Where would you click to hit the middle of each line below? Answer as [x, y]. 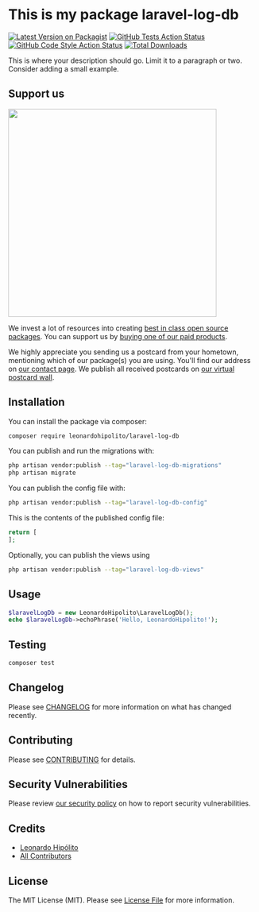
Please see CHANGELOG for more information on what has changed [120, 707]
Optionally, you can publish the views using [79, 555]
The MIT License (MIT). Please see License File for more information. [121, 900]
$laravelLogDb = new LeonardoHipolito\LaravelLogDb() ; [101, 613]
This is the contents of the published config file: [86, 518]
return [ [23, 533]
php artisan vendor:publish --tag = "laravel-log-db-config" [108, 503]
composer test [32, 663]
